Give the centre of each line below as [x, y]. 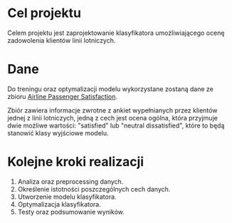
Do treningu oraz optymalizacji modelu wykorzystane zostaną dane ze [110, 89]
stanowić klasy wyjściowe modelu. [58, 133]
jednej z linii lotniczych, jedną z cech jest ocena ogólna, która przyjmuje [113, 118]
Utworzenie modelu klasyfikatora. [67, 197]
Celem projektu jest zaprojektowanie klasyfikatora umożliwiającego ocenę [116, 33]
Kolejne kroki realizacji [76, 162]
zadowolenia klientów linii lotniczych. [62, 40]
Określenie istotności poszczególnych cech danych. [94, 189]
